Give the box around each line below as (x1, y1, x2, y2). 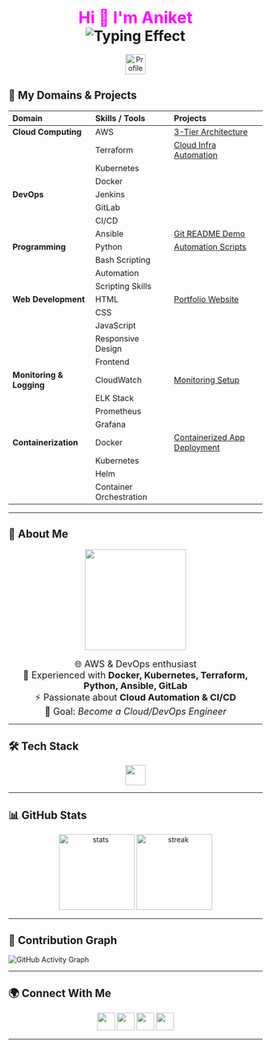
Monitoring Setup (173, 374, 240, 386)
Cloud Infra (173, 139, 216, 150)
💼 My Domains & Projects (8, 89, 137, 102)
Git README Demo (173, 228, 246, 239)
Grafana (95, 419, 127, 430)
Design (95, 343, 123, 354)
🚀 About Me (8, 528, 69, 541)
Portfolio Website (173, 294, 240, 305)
